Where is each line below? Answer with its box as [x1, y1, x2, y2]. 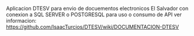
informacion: [6, 17, 37, 24]
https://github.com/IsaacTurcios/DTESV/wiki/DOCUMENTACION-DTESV [6, 23, 179, 30]
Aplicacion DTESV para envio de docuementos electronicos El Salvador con [6, 5, 189, 12]
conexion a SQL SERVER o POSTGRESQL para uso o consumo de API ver [6, 11, 182, 18]
